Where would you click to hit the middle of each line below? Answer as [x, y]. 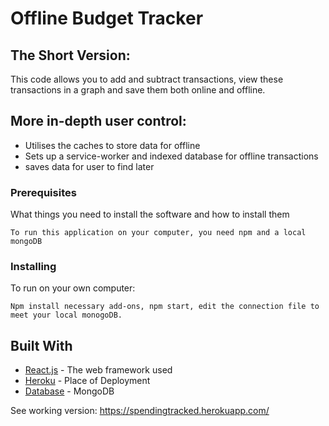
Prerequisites [43, 192]
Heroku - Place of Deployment [87, 381]
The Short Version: [70, 55]
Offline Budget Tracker [107, 18]
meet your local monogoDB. [66, 315]
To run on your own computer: [73, 288]
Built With [41, 345]
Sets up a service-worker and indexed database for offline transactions [171, 156]
